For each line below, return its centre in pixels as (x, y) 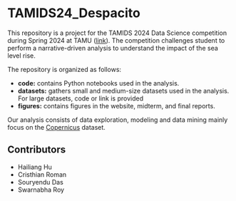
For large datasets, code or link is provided (81, 98)
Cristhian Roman (42, 174)
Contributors (37, 150)
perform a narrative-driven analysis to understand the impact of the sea (113, 48)
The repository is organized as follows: (65, 69)
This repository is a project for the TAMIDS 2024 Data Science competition (117, 33)
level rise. (21, 56)
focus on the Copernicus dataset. (56, 127)
